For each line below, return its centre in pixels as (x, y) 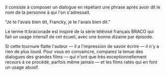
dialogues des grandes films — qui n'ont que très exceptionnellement (76, 57)
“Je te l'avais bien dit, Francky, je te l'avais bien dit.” (58, 22)
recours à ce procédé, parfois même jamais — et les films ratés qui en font (81, 62)
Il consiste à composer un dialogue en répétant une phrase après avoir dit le (83, 7)
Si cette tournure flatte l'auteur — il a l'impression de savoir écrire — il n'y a (82, 46)
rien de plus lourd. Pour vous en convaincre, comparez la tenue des (74, 52)
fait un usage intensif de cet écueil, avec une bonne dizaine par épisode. (79, 37)
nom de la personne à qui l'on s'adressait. (48, 12)
